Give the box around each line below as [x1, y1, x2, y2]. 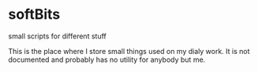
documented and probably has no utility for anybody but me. [8, 55, 206, 64]
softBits [8, 5, 61, 23]
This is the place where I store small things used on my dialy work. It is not [8, 46, 250, 56]
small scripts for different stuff [8, 31, 107, 41]
